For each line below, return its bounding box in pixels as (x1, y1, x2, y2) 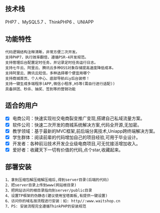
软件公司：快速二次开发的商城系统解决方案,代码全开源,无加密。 (12, 122, 142, 128)
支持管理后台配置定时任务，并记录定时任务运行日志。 (5, 60, 98, 65)
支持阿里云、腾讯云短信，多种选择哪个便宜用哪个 (5, 70, 91, 76)
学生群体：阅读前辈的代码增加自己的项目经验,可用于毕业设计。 (12, 134, 141, 140)
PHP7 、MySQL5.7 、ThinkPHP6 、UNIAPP (5, 19, 94, 25)
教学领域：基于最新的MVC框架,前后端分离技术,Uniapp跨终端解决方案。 (12, 128, 158, 134)
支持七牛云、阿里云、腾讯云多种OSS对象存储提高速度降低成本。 (5, 65, 116, 70)
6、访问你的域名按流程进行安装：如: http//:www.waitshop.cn (5, 199, 121, 204)
